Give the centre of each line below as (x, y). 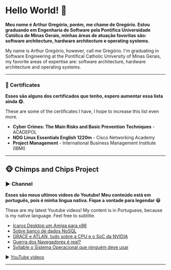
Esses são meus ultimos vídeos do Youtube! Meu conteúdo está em (78, 195)
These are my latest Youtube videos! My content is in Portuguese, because (84, 210)
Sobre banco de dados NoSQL (45, 231)
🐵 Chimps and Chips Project (52, 169)
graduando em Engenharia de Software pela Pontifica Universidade (78, 30)
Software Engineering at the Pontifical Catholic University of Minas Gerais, (83, 56)
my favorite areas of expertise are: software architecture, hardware (76, 61)
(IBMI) (19, 149)
